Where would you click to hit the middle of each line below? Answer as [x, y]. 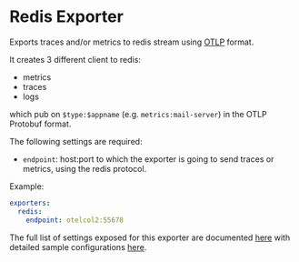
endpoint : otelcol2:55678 [75, 220]
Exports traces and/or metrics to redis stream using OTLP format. [132, 42]
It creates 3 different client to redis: [75, 59]
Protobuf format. [40, 124]
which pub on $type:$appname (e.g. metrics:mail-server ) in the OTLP [139, 114]
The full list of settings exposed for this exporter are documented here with [150, 237]
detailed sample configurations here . [78, 247]
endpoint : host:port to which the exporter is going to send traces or [148, 159]
